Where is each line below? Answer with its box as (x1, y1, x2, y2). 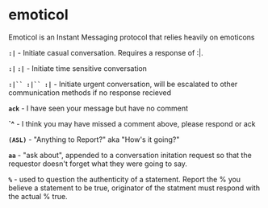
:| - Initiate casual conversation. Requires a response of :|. (8, 48, 203, 57)
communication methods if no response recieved (8, 87, 172, 98)
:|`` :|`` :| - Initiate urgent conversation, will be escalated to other (8, 79, 238, 89)
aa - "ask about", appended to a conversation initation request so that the (8, 150, 252, 160)
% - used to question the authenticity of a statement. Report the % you (8, 174, 241, 184)
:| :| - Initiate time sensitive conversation (8, 63, 148, 73)
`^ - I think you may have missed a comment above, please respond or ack (8, 119, 256, 128)
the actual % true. (8, 191, 68, 201)
